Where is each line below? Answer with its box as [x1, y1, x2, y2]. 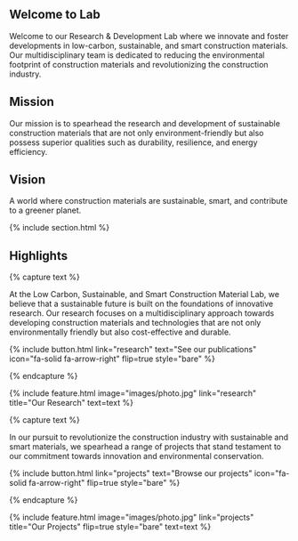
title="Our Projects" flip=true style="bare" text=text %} [9, 521, 212, 532]
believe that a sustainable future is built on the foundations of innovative [9, 298, 274, 310]
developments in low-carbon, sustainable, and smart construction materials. [9, 40, 289, 51]
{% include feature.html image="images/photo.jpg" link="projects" [9, 512, 254, 523]
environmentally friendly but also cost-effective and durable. [9, 327, 231, 337]
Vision [9, 173, 46, 188]
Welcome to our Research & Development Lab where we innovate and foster [9, 30, 289, 41]
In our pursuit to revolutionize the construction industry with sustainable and [9, 432, 289, 443]
